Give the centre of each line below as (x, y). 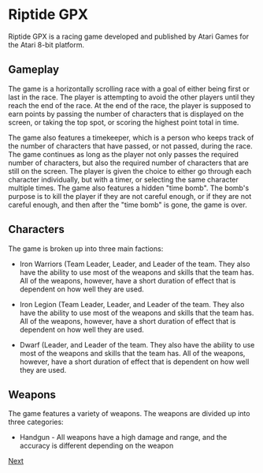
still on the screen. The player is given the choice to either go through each (130, 171)
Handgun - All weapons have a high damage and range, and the (123, 437)
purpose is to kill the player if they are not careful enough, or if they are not (130, 196)
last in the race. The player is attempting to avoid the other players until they (131, 97)
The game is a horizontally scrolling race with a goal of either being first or (129, 88)
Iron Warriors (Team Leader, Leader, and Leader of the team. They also (135, 264)
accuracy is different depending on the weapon (96, 446)
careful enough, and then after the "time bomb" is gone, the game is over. (128, 205)
